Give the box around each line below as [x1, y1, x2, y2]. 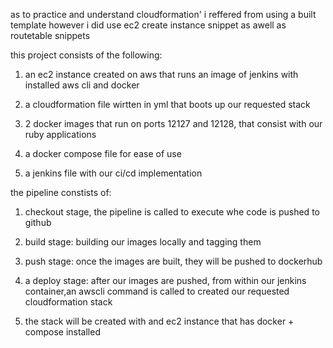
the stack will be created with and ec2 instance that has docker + [24, 315, 295, 327]
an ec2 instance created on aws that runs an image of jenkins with [24, 69, 299, 80]
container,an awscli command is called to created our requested [24, 285, 290, 297]
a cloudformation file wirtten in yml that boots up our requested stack [24, 99, 311, 110]
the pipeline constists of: [10, 187, 112, 198]
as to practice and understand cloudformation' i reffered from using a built [10, 9, 317, 20]
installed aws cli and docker [24, 79, 140, 91]
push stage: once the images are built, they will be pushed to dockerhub [24, 255, 323, 267]
